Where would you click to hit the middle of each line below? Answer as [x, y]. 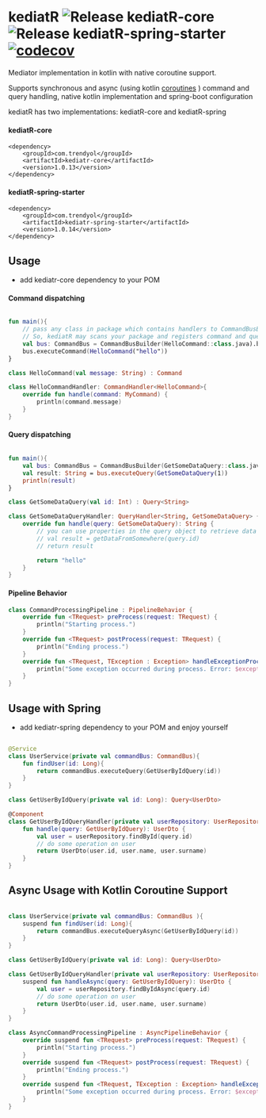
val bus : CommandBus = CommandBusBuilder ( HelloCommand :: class [127, 344]
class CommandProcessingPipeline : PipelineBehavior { [101, 610]
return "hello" [62, 560]
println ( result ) [49, 481]
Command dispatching [47, 298]
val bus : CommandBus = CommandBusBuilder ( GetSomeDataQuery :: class [134, 465]
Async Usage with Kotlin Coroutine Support [118, 891]
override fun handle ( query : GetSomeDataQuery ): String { [118, 524]
